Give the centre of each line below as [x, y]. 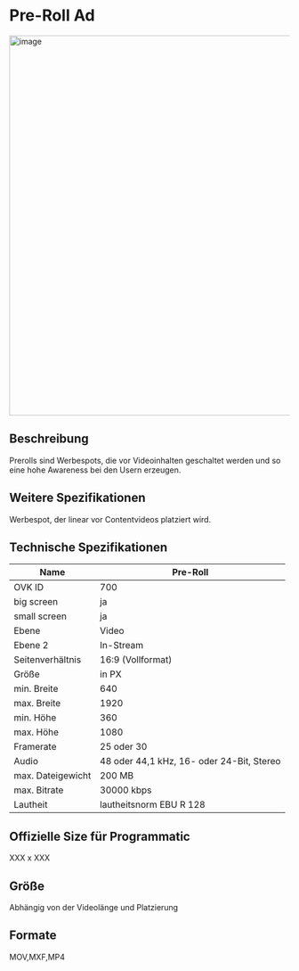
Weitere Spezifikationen [77, 498]
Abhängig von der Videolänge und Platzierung [94, 907]
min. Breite [36, 689]
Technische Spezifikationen [89, 547]
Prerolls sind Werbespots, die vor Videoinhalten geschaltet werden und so [145, 460]
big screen [36, 602]
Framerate [35, 747]
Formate [33, 936]
